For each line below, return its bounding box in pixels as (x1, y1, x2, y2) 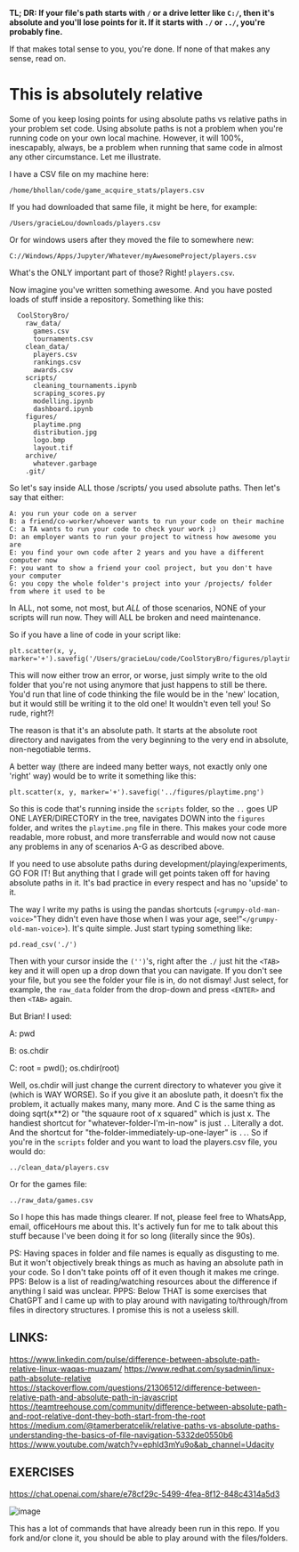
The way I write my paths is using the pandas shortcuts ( (9, 903, 217, 915)
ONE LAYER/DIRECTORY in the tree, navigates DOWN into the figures (9, 812, 265, 823)
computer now (9, 555, 58, 564)
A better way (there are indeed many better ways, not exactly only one (9, 761, 268, 772)
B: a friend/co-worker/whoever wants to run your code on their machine (9, 516, 285, 526)
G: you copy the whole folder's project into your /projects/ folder (9, 578, 273, 588)
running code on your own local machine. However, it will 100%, (9, 133, 244, 143)
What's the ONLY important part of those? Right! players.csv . (9, 267, 236, 278)
